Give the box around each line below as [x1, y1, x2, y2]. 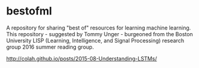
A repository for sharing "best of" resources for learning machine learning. [6, 24, 191, 31]
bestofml [6, 4, 52, 18]
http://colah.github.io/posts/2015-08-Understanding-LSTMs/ [6, 55, 158, 62]
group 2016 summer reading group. [6, 43, 94, 51]
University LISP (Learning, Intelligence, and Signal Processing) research [6, 37, 185, 44]
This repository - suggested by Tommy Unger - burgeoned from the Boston [6, 30, 194, 37]
